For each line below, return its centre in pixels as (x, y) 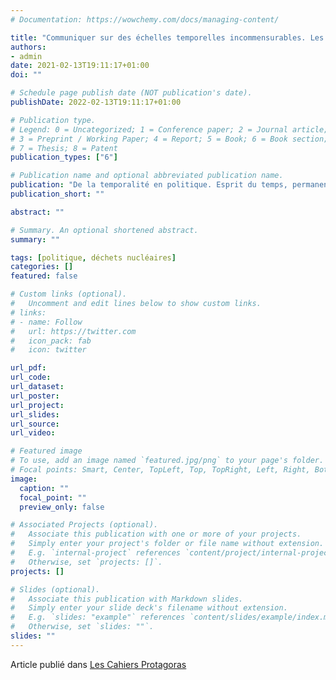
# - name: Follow (46, 322)
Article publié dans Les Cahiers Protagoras (98, 664)
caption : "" (44, 488)
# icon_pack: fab (51, 341)
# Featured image (46, 451)
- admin (26, 56)
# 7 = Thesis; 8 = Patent (64, 148)
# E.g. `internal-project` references (96, 553)
